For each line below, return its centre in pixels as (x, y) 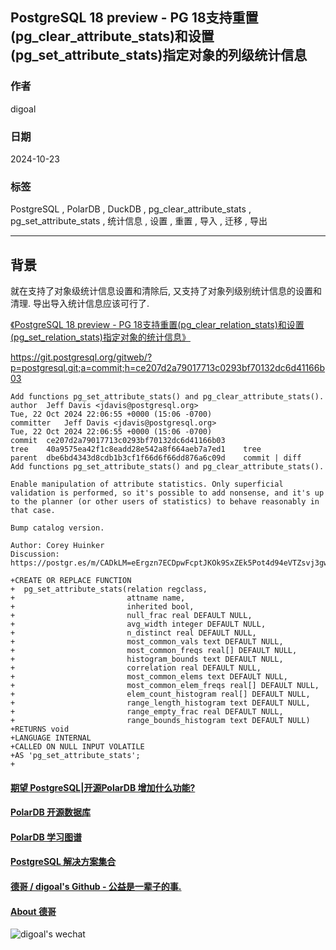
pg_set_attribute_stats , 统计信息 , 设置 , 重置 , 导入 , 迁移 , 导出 (139, 221)
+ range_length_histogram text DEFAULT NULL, (160, 703)
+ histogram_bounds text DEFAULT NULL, (147, 659)
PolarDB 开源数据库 (51, 812)
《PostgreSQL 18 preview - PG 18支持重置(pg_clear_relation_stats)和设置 (157, 325)
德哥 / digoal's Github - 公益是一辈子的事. (96, 887)
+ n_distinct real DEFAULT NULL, (133, 633)
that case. (33, 511)
